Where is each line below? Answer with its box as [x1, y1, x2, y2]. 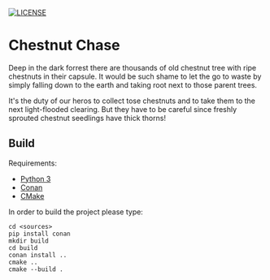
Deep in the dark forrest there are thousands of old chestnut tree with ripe [8, 62, 257, 72]
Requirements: [8, 158, 57, 168]
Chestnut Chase [8, 37, 120, 54]
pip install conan [8, 230, 71, 238]
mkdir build [8, 236, 49, 245]
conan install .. [8, 251, 67, 259]
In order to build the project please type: [8, 207, 144, 217]
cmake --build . [8, 265, 63, 274]
